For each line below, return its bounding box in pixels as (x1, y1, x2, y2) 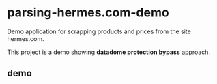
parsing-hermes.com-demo (7, 5, 169, 20)
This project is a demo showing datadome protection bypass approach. (7, 48, 210, 56)
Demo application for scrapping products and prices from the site (7, 27, 191, 36)
